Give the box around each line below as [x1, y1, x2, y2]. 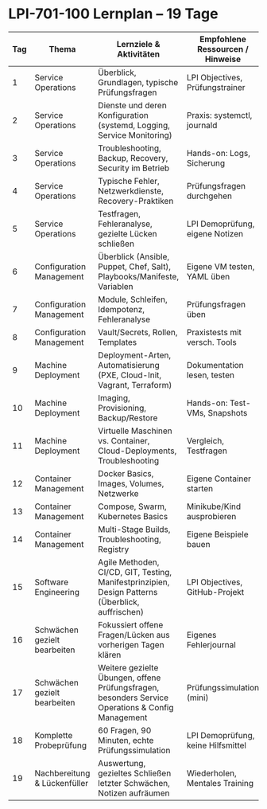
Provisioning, [98, 402, 147, 413]
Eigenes [186, 629, 217, 640]
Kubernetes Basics [98, 510, 168, 522]
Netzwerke [98, 487, 139, 498]
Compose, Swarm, [98, 501, 167, 512]
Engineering [34, 586, 80, 597]
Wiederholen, [186, 768, 237, 779]
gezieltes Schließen [98, 768, 172, 779]
